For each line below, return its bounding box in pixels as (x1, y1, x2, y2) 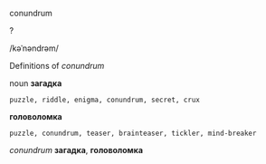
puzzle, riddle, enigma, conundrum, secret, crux (9, 95, 201, 104)
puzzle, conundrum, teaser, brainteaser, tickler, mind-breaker (9, 129, 257, 138)
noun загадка (9, 78, 62, 89)
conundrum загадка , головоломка (9, 145, 143, 155)
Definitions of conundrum (9, 61, 105, 71)
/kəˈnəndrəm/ (9, 43, 59, 53)
